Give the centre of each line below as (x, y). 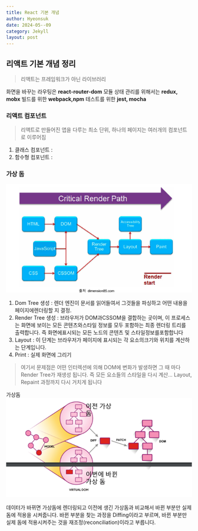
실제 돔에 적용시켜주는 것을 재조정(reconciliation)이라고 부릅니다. (81, 522)
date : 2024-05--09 (29, 25)
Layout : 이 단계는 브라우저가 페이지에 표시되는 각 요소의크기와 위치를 (94, 340)
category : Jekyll (27, 31)
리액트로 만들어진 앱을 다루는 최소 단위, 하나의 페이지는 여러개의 (93, 130)
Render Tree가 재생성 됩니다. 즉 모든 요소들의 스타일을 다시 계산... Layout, (106, 374)
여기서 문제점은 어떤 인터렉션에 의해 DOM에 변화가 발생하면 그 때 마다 (100, 367)
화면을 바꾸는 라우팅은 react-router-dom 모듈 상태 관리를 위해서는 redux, (92, 91)
